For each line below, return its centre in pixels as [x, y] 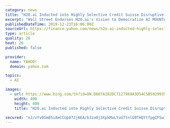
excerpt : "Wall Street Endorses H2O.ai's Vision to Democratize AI [78, 19]
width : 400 [26, 99]
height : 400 [27, 104]
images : [13, 89]
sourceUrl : [17, 29]
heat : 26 [14, 43]
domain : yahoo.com [29, 67]
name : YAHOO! [24, 61]
